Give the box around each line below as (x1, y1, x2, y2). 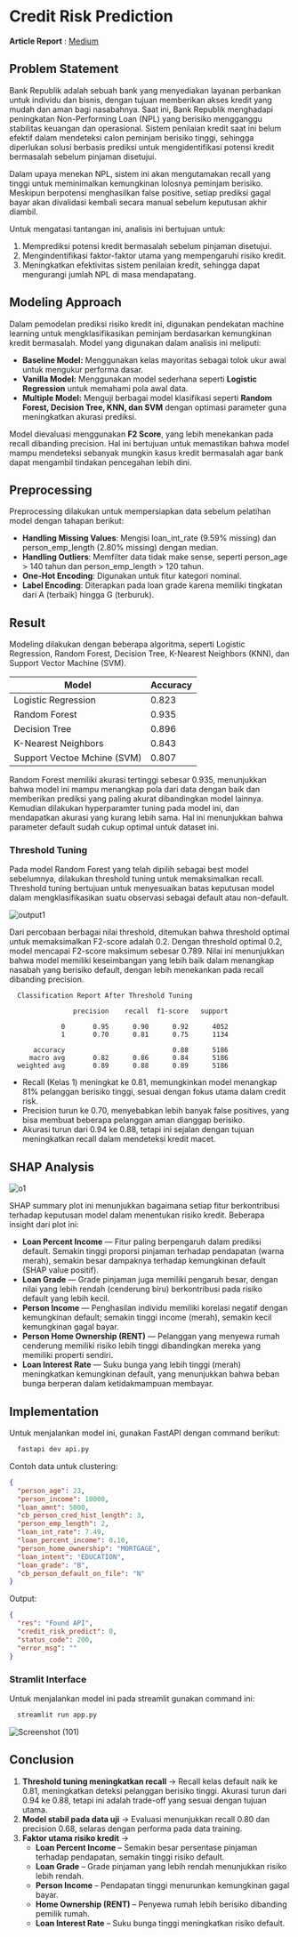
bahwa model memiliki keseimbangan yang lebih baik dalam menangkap (9, 955, 275, 966)
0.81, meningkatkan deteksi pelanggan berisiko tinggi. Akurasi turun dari (21, 1785, 287, 1796)
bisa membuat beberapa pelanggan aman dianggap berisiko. (21, 1114, 246, 1126)
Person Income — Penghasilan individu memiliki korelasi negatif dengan (21, 1303, 288, 1314)
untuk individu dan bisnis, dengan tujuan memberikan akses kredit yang (9, 94, 273, 105)
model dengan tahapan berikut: (9, 516, 125, 526)
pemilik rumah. (35, 1908, 91, 1918)
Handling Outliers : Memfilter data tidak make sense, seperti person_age (21, 551, 288, 562)
